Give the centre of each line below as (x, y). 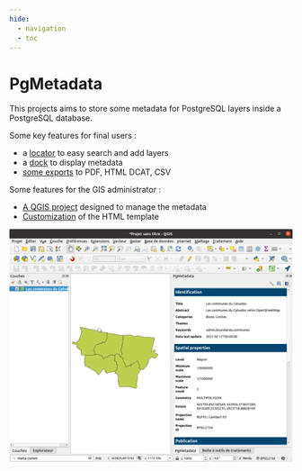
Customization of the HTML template (91, 217)
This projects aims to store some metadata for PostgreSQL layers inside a (145, 109)
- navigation (42, 28)
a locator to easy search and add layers (95, 153)
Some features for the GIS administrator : (85, 190)
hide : (19, 19)
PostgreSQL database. (51, 118)
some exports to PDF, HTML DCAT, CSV (97, 172)
